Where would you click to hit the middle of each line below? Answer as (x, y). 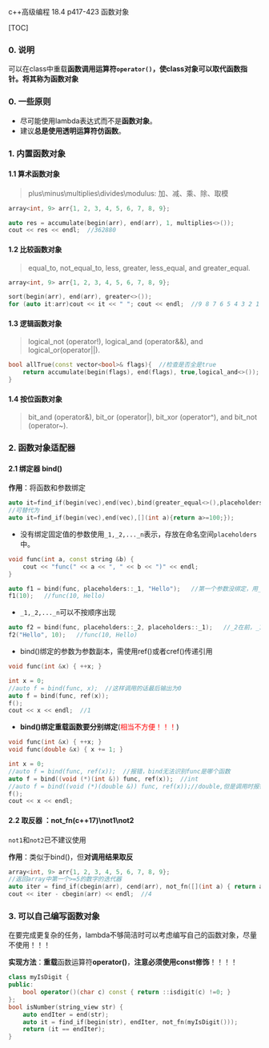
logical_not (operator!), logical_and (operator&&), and (115, 342)
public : (21, 985)
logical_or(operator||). (64, 350)
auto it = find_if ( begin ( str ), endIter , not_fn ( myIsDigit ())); (130, 1022)
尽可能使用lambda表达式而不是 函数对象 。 (88, 120)
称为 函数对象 (57, 79)
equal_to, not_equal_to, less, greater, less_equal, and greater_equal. (139, 267)
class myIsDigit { (39, 978)
